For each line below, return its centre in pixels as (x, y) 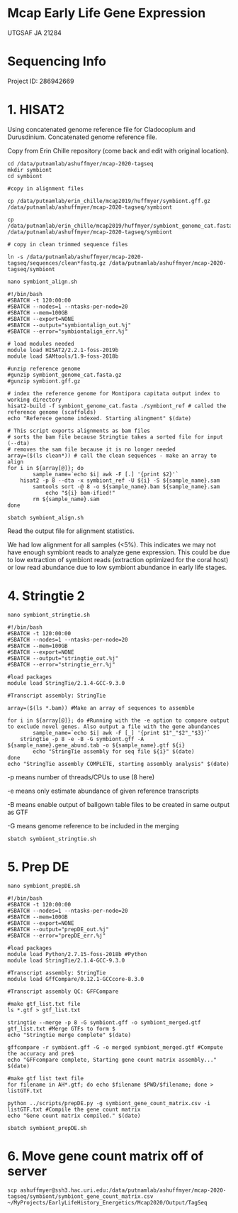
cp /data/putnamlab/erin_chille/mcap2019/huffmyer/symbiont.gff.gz (109, 201)
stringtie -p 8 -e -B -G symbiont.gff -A (82, 739)
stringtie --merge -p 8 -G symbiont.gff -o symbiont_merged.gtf (104, 1022)
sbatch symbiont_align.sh (45, 517)
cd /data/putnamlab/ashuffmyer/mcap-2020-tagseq (80, 164)
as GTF (18, 812)
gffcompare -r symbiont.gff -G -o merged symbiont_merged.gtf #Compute (115, 1047)
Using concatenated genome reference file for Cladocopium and (102, 129)
